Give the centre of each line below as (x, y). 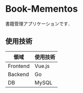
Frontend (19, 66)
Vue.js (42, 66)
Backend (18, 74)
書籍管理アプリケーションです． (39, 24)
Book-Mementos (42, 9)
